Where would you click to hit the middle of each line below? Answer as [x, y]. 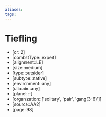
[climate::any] [26, 88]
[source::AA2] [26, 104]
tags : [11, 14]
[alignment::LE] [27, 62]
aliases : [14, 10]
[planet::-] [22, 94]
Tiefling [21, 39]
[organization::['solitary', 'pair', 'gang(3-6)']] [57, 99]
